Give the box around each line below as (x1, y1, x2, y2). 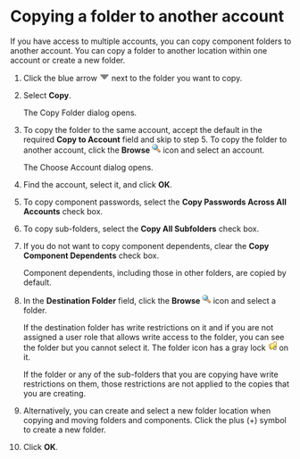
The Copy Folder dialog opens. (22, 107, 137, 118)
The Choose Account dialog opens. (22, 162, 154, 172)
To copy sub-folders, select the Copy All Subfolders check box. (22, 223, 260, 234)
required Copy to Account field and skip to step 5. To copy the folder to (22, 134, 287, 145)
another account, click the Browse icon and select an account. (22, 145, 265, 155)
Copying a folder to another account (10, 6, 285, 27)
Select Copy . (22, 89, 72, 100)
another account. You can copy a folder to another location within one (10, 45, 268, 55)
